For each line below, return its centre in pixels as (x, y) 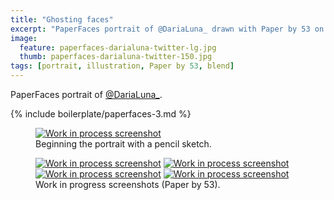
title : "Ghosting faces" (62, 19)
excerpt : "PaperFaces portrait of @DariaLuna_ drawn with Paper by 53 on (167, 29)
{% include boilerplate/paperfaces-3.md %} (101, 114)
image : (24, 38)
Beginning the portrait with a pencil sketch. (123, 144)
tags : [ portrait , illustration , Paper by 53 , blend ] (122, 66)
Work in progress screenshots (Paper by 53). (128, 184)
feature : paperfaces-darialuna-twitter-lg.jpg (118, 47)
